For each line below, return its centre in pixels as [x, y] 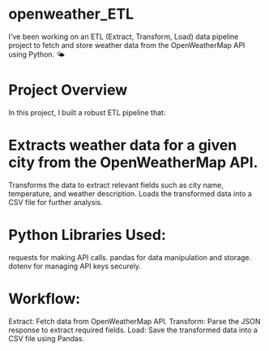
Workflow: [45, 299]
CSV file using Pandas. [47, 338]
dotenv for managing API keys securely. [75, 266]
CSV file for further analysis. [56, 202]
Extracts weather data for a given [123, 146]
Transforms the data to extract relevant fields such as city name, [116, 185]
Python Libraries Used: [87, 235]
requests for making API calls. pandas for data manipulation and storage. [130, 257]
